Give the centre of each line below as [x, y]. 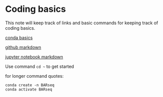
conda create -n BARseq [30, 85]
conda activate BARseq [29, 89]
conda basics [19, 38]
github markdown [23, 47]
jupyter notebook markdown [34, 57]
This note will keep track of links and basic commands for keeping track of [82, 23]
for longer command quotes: [34, 76]
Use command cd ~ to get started [40, 66]
